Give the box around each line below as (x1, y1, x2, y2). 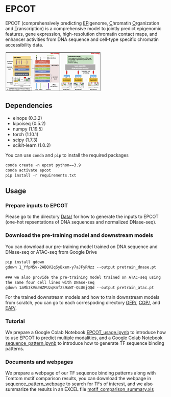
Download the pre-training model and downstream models (5, 232, 153, 239)
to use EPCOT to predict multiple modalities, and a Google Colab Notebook (5, 335, 163, 341)
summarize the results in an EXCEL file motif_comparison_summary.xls (5, 386, 154, 392)
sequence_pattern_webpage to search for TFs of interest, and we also (5, 381, 153, 387)
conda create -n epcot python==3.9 (5, 162, 81, 168)
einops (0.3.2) (12, 115, 42, 121)
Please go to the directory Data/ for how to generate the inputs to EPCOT (5, 213, 159, 220)
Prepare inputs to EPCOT (5, 202, 68, 209)
